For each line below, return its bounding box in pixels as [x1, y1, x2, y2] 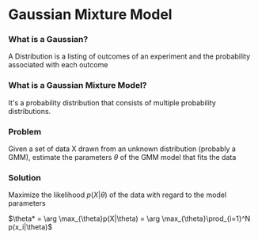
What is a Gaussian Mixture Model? [8, 80, 148, 91]
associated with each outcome [8, 60, 108, 70]
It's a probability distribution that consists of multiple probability [8, 97, 216, 108]
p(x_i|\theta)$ [8, 222, 53, 232]
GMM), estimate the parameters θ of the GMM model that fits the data [8, 153, 237, 162]
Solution [8, 173, 42, 183]
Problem [8, 126, 42, 137]
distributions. [8, 106, 51, 116]
